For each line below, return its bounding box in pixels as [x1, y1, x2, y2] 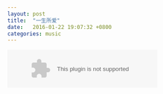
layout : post [7, 10, 46, 18]
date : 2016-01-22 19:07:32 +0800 [7, 23, 112, 30]
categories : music [7, 30, 61, 37]
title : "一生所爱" [7, 17, 61, 24]
